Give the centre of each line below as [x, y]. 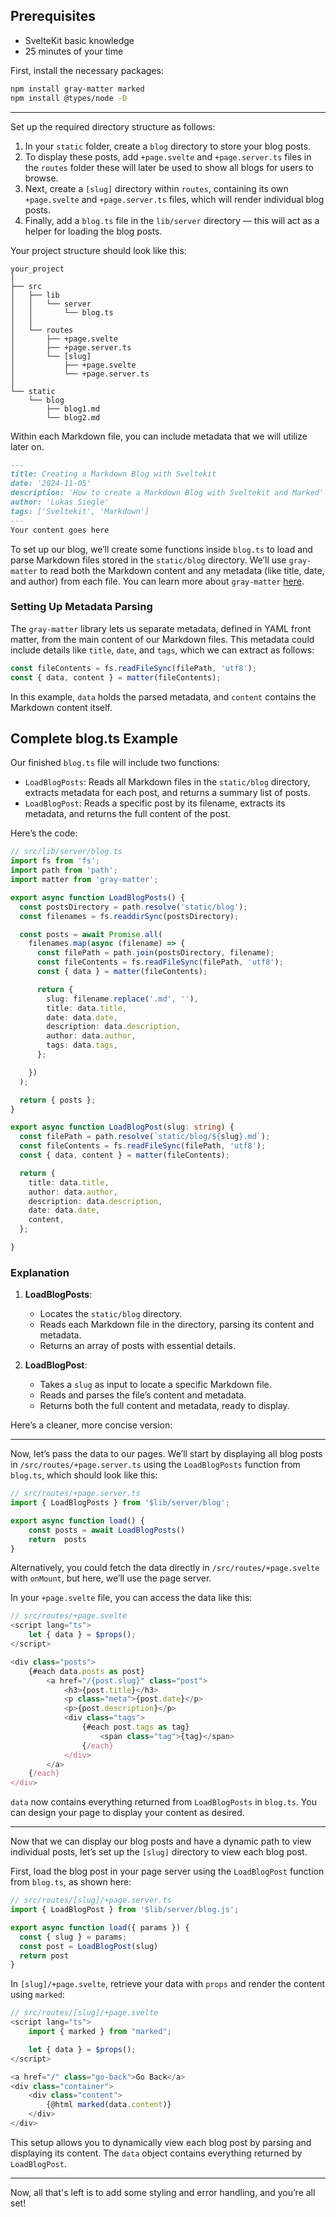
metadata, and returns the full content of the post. [128, 814]
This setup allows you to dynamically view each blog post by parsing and [161, 2142]
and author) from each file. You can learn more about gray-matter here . [157, 581]
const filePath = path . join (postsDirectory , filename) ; [155, 953]
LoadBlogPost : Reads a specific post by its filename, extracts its [155, 803]
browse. [41, 178]
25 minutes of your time [74, 51]
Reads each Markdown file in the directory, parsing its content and [177, 1325]
